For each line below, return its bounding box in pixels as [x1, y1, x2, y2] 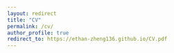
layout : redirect [7, 10, 57, 17]
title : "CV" [7, 17, 41, 23]
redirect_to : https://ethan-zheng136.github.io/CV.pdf [7, 36, 168, 43]
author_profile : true [7, 29, 69, 36]
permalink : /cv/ [7, 23, 54, 30]
